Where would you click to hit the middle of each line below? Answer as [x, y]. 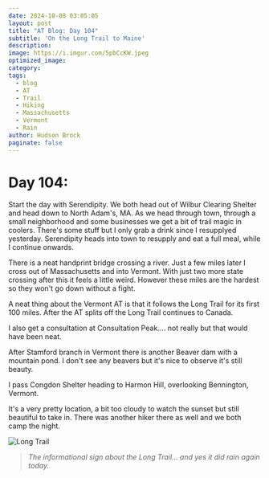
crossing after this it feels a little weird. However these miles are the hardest [134, 280]
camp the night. [34, 426]
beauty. [21, 370]
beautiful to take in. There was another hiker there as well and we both [125, 418]
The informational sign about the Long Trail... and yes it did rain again [144, 457]
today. [39, 466]
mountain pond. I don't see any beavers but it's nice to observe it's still [125, 361]
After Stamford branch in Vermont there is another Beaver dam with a [123, 352]
